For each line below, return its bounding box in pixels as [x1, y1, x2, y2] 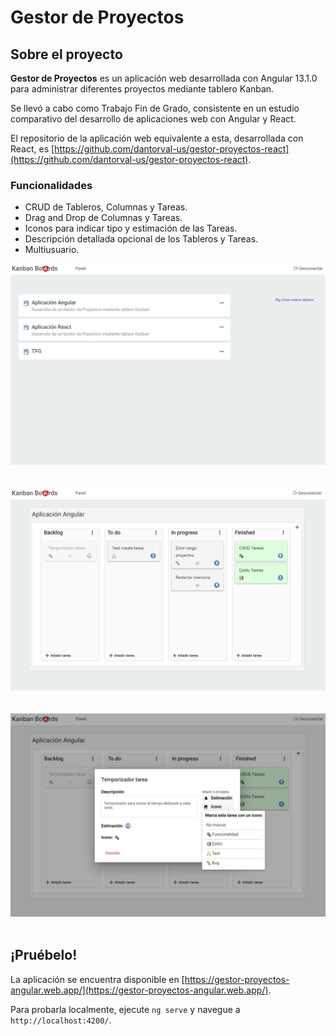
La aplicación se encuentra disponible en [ [10, 973, 185, 985]
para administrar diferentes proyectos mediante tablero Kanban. [10, 83, 275, 95]
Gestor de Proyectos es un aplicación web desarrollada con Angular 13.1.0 [10, 72, 318, 84]
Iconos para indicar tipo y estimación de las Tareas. [24, 222, 238, 235]
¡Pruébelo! [10, 947, 78, 964]
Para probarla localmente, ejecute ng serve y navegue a [10, 1003, 241, 1015]
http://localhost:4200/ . [10, 1014, 112, 1026]
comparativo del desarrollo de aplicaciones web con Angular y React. [10, 113, 297, 125]
